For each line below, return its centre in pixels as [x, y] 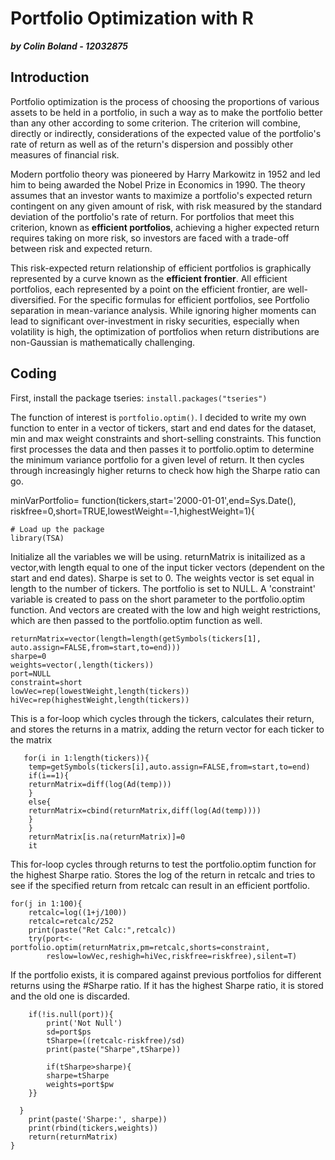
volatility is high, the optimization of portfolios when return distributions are [165, 331]
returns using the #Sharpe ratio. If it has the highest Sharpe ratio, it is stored [167, 985]
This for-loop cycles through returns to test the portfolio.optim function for [163, 864]
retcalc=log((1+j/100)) [78, 912]
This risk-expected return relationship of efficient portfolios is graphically [161, 268]
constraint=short [46, 682]
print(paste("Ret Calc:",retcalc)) [102, 930]
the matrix [31, 739]
